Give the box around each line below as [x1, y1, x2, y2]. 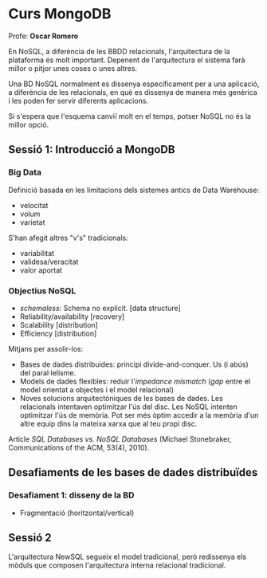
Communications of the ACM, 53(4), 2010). [8, 442, 150, 452]
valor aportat [19, 265, 62, 275]
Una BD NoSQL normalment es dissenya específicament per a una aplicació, [8, 79, 260, 88]
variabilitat [19, 248, 54, 258]
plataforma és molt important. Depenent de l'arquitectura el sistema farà [8, 55, 245, 65]
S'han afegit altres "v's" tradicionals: [8, 233, 129, 242]
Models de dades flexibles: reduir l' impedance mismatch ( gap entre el [19, 376, 251, 386]
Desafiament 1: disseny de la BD [8, 490, 135, 501]
